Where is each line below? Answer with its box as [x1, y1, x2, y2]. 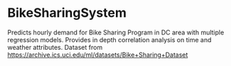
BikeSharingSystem [7, 5, 127, 21]
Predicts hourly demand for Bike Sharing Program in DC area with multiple [7, 28, 225, 37]
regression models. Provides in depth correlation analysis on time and [7, 35, 212, 44]
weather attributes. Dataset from [7, 43, 103, 51]
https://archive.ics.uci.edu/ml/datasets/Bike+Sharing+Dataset [7, 51, 188, 59]
